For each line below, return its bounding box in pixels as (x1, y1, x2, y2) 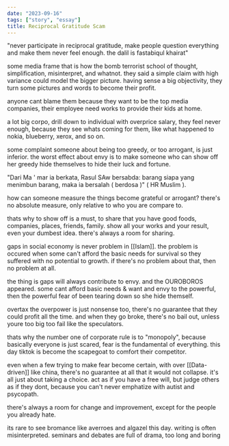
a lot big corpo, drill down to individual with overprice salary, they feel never (7, 118, 221, 126)
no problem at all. (7, 264, 56, 273)
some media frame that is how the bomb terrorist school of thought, (7, 62, 198, 71)
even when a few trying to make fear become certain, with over (7, 361, 186, 369)
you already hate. (7, 410, 56, 419)
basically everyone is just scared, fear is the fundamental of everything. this (7, 340, 221, 349)
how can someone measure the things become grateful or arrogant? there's (7, 194, 221, 202)
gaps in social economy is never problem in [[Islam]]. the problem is (7, 243, 198, 251)
